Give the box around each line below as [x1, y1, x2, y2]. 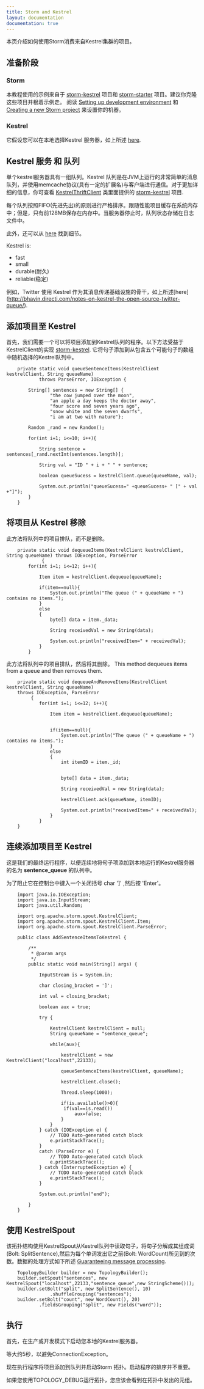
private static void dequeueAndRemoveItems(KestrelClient [17, 679, 167, 685]
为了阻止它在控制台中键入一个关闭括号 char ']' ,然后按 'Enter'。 [6, 879, 164, 887]
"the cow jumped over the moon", [49, 392, 135, 398]
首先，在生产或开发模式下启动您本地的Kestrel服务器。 [6, 1338, 141, 1345]
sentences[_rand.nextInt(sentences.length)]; [6, 451, 124, 457]
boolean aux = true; [38, 1003, 91, 1010]
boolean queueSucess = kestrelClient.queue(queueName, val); [38, 472, 198, 478]
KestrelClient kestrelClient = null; [49, 1025, 146, 1032]
